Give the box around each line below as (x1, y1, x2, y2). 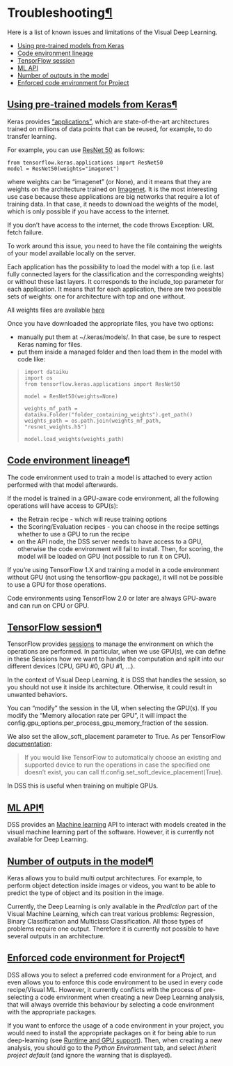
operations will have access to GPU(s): (7, 501, 118, 510)
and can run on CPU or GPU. (7, 601, 89, 610)
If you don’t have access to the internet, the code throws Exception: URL (7, 220, 215, 229)
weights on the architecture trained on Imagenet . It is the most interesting (7, 185, 218, 193)
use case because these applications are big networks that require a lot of (7, 192, 220, 200)
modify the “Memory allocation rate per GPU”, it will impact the (7, 712, 187, 720)
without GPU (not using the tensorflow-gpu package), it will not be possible (7, 573, 224, 581)
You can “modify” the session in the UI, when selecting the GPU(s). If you (7, 704, 218, 712)
